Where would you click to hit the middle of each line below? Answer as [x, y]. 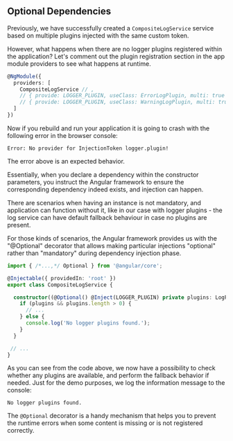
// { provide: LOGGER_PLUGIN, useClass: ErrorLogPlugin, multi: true [122, 96]
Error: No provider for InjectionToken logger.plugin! [88, 148]
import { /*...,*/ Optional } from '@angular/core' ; [85, 266]
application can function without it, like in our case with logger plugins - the [115, 210]
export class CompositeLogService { [60, 285]
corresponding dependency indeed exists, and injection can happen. [105, 189]
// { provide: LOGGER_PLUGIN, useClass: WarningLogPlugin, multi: [118, 102]
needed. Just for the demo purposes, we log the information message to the [116, 383]
